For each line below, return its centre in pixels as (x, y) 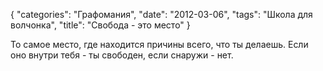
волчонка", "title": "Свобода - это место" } (100, 25)
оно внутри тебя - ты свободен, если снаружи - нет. (122, 55)
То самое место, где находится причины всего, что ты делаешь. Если (159, 44)
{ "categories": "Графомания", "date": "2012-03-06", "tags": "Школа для (161, 14)
